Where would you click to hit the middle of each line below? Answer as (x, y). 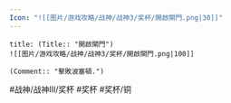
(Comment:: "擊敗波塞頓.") (57, 71)
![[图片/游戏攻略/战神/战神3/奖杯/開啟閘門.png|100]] (102, 54)
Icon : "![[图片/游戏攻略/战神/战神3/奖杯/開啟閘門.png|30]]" (116, 18)
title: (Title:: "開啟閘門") (62, 44)
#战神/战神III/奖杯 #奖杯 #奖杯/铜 (70, 89)
